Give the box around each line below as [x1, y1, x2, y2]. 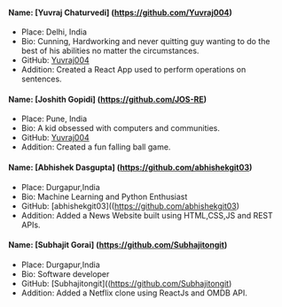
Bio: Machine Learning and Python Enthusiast [20, 191, 188, 202]
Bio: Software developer [20, 268, 110, 279]
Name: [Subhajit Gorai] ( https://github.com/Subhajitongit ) [8, 240, 228, 250]
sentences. [20, 73, 63, 84]
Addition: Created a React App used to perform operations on [20, 65, 247, 75]
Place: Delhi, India [20, 27, 88, 37]
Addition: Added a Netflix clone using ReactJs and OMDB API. [20, 288, 247, 298]
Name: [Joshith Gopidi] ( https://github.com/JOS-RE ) [8, 94, 208, 104]
